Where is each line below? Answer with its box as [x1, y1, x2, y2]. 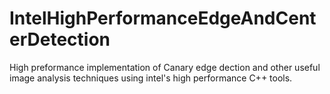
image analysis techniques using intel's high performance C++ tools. [9, 72, 293, 84]
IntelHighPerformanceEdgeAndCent [9, 7, 317, 30]
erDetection [9, 28, 111, 51]
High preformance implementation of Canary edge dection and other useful [9, 61, 321, 73]
